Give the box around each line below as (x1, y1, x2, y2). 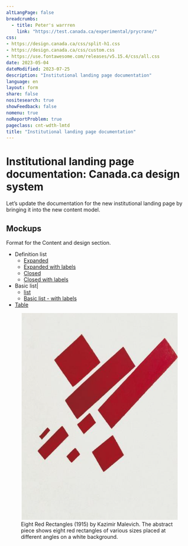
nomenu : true (6, 110, 38, 116)
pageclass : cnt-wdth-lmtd (6, 122, 70, 128)
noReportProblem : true (6, 116, 62, 122)
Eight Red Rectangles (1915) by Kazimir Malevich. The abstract (21, 520, 173, 528)
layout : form (6, 85, 38, 91)
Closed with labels (23, 276, 69, 283)
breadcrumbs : (6, 15, 38, 22)
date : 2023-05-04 (6, 59, 49, 65)
